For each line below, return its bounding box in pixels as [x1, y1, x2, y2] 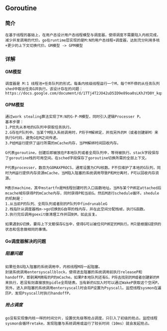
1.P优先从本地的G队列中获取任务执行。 [5, 125, 74, 130]
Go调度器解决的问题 [5, 238, 46, 244]
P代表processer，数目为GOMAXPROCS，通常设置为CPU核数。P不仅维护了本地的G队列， [5, 165, 158, 170]
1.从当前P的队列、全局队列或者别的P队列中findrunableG [5, 201, 108, 206]
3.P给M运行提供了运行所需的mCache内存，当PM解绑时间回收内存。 [5, 141, 121, 146]
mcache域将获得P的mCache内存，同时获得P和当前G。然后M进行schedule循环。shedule [5, 191, 160, 196]
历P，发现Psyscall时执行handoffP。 [5, 291, 73, 296]
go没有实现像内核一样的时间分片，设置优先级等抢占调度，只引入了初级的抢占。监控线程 [5, 316, 158, 321]
